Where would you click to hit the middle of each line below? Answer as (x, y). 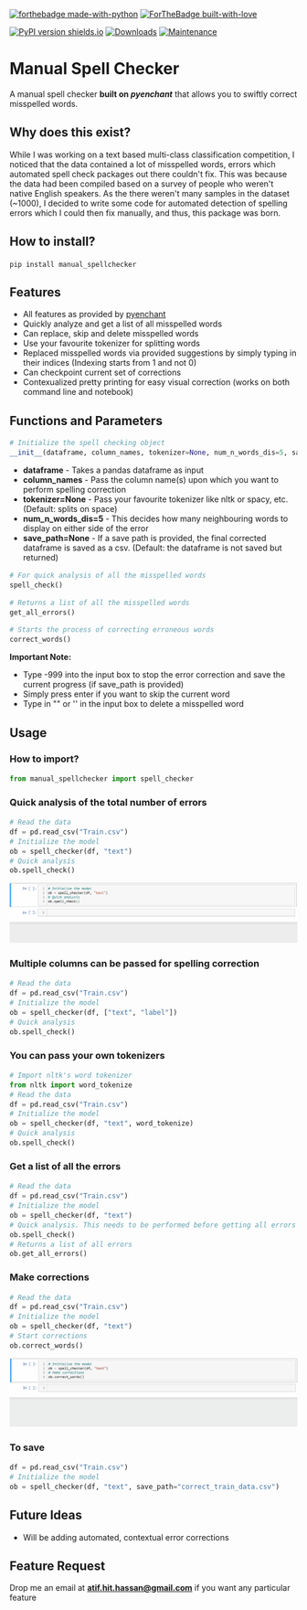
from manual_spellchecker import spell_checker (102, 778)
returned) (41, 557)
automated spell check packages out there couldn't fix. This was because (148, 174)
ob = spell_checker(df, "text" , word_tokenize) (102, 1124)
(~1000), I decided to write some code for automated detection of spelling (148, 203)
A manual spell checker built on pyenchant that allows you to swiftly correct (153, 94)
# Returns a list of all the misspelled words (100, 602)
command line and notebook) (78, 392)
